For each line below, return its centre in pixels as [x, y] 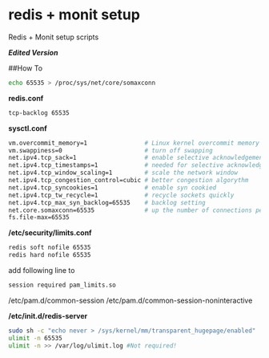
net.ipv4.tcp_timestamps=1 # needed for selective [116, 165]
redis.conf [26, 98]
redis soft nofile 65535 [50, 248]
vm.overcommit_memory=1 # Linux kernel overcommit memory [134, 143]
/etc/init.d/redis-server [48, 315]
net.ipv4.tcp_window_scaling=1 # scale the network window [123, 173]
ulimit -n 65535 [35, 338]
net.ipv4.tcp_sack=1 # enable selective [109, 158]
